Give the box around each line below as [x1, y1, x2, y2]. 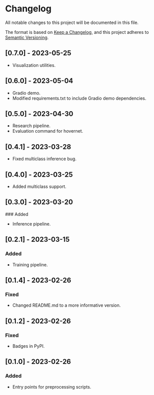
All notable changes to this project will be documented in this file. [5, 19, 139, 25]
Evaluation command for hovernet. [12, 128, 83, 134]
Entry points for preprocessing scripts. [12, 384, 91, 390]
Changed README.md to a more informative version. [12, 302, 121, 308]
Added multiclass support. [12, 184, 67, 190]
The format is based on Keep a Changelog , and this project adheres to [5, 29, 149, 35]
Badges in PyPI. [12, 343, 45, 349]
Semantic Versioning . [5, 34, 49, 40]
